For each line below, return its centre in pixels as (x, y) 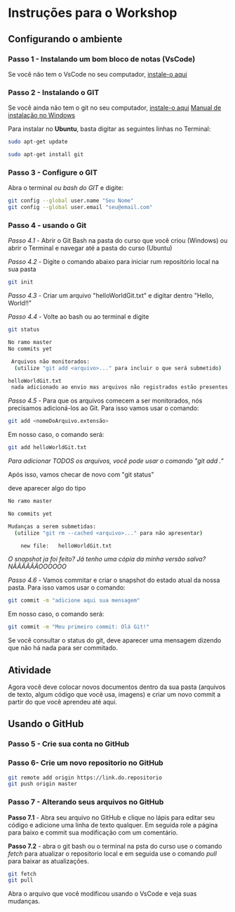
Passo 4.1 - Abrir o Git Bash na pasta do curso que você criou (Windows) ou (118, 241)
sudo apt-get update (38, 142)
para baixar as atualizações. (49, 861)
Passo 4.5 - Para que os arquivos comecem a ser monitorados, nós (105, 401)
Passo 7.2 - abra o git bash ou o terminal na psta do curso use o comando (115, 846)
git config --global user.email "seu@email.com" (80, 208)
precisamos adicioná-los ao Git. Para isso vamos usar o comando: (103, 408)
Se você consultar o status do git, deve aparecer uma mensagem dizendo (115, 640)
